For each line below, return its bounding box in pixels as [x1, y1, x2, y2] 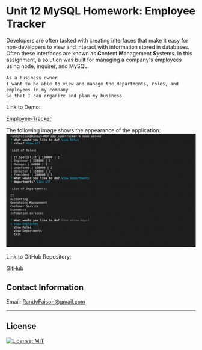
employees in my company [6, 87, 69, 93]
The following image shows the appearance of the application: [6, 126, 161, 134]
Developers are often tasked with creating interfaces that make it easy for [6, 37, 188, 44]
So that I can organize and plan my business [6, 93, 122, 99]
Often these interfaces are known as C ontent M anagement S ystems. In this [6, 49, 192, 57]
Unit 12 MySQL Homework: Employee [6, 4, 196, 18]
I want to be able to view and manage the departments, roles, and [6, 81, 179, 87]
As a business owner [6, 75, 58, 81]
